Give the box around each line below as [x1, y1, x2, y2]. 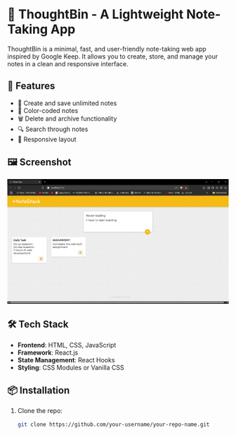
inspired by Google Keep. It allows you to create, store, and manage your [7, 52, 218, 61]
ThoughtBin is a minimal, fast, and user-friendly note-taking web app [7, 44, 207, 53]
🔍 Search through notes [17, 125, 88, 133]
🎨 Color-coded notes [17, 106, 79, 115]
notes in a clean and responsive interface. [7, 59, 129, 68]
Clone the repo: [17, 407, 63, 415]
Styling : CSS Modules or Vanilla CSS [17, 363, 124, 372]
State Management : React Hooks [17, 355, 115, 364]
